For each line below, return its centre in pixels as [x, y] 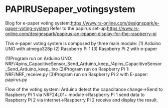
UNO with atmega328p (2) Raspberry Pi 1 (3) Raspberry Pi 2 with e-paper [81, 48]
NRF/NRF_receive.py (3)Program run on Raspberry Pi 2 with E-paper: [77, 74]
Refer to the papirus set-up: [78, 28]
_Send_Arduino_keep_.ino [32, 69]
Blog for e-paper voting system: [38, 23]
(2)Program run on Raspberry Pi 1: [94, 69]
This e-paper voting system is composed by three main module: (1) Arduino [83, 43]
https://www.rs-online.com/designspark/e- [115, 23]
